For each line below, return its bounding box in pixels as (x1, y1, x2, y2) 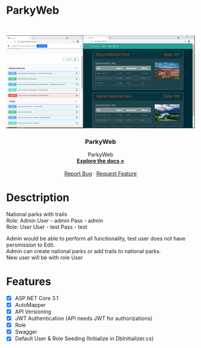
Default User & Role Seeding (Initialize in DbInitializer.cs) (14, 335, 154, 342)
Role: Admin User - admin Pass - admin (6, 217, 103, 224)
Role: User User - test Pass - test (6, 223, 88, 230)
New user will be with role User (6, 254, 83, 261)
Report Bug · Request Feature (64, 170, 137, 177)
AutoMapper (14, 301, 46, 308)
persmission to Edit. (6, 241, 55, 248)
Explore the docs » (77, 158, 124, 165)
